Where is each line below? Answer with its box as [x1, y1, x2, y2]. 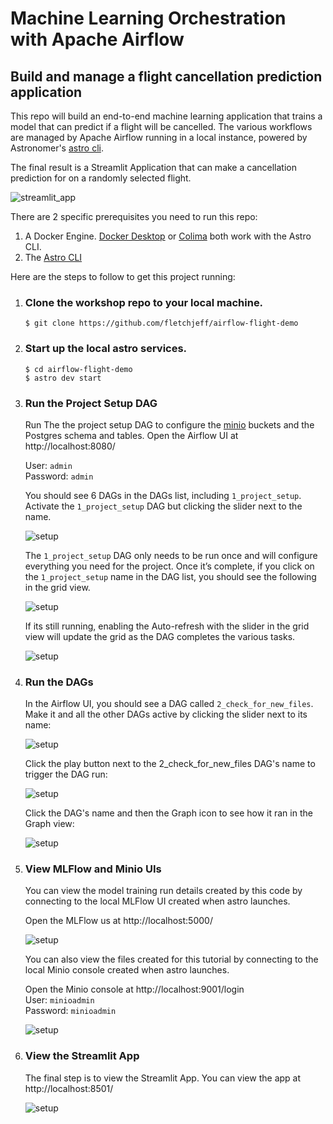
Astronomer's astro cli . [10, 142, 104, 154]
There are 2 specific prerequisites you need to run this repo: [10, 211, 258, 222]
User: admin [24, 459, 73, 471]
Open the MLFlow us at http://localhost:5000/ [24, 915, 213, 927]
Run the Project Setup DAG [24, 396, 158, 410]
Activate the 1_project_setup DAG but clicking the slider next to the [24, 500, 303, 512]
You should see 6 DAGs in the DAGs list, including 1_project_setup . [24, 489, 302, 501]
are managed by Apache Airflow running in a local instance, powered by [10, 132, 308, 143]
